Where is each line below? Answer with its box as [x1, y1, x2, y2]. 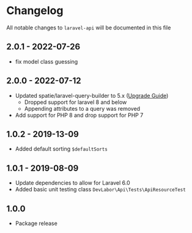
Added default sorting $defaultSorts [15, 145, 108, 153]
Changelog [6, 4, 64, 18]
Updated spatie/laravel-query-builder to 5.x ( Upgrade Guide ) [15, 92, 169, 99]
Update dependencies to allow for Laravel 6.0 [15, 179, 130, 187]
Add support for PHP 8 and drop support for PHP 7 [15, 111, 144, 119]
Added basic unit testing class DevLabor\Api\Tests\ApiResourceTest [15, 186, 186, 193]
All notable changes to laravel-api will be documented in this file [6, 24, 171, 31]
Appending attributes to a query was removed [24, 105, 141, 112]
